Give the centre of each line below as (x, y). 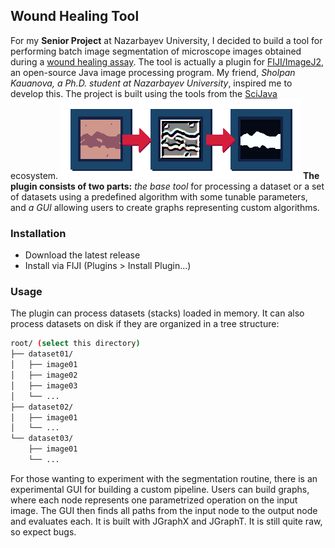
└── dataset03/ (42, 439)
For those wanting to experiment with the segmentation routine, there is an (164, 478)
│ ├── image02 (44, 375)
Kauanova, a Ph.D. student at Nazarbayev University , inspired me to (151, 83)
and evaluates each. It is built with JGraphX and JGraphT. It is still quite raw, (166, 521)
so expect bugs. (43, 531)
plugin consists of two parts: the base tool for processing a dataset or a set (167, 186)
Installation (38, 233)
